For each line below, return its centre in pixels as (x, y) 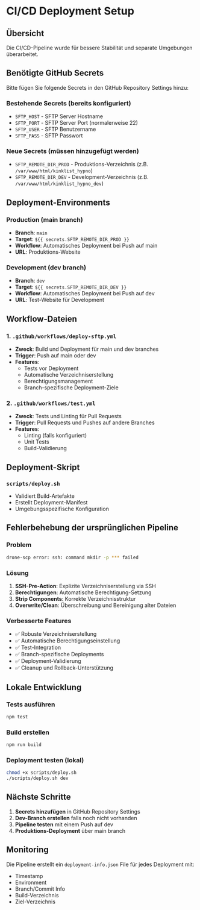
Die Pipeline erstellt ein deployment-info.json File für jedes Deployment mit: (100, 864)
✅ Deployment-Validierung (48, 661)
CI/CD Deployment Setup (70, 11)
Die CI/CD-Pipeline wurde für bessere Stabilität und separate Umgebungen (99, 48)
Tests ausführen (31, 704)
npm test (17, 717)
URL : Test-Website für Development (59, 300)
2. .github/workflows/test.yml (51, 403)
